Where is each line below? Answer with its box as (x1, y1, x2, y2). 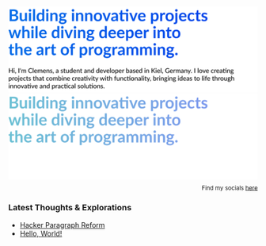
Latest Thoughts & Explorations (8, 202, 132, 213)
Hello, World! (19, 229, 63, 238)
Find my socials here (201, 184, 258, 192)
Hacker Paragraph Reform (19, 220, 105, 229)
